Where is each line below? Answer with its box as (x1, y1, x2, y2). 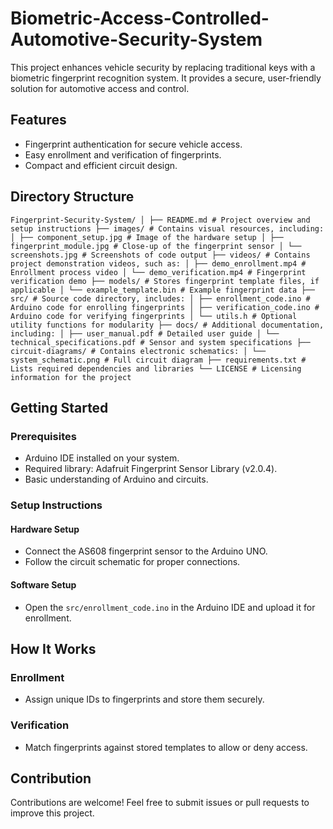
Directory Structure (10, 188, 135, 206)
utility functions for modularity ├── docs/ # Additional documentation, (10, 320, 325, 330)
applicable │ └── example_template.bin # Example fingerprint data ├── (10, 285, 315, 295)
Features (10, 112, 67, 129)
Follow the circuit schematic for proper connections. (24, 556, 241, 568)
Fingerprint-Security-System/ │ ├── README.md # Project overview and (10, 215, 311, 225)
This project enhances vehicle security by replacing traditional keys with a (10, 61, 316, 73)
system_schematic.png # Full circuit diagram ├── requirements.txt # (10, 355, 307, 365)
